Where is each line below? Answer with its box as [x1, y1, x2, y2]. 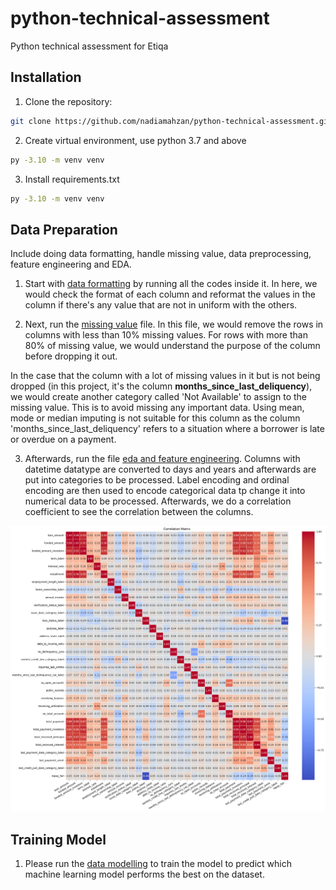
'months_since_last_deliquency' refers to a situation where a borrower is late [10, 423, 325, 435]
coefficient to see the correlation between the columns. [24, 506, 254, 518]
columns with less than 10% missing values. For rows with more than [24, 329, 308, 341]
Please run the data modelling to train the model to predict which [24, 858, 292, 870]
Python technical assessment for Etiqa [10, 40, 169, 52]
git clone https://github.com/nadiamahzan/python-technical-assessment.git [10, 116, 333, 126]
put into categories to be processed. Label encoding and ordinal [24, 474, 290, 486]
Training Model [10, 831, 107, 848]
